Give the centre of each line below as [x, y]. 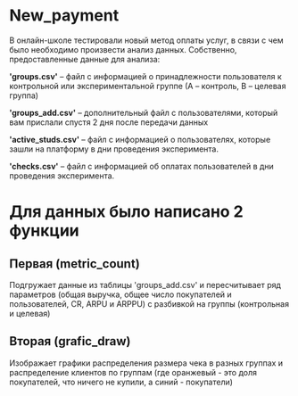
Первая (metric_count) [74, 264]
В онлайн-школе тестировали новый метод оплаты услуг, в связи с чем [146, 40]
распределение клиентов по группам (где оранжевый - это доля [133, 372]
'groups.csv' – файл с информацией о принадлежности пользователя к [146, 76]
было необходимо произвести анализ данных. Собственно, [123, 49]
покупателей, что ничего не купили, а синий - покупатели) [121, 382]
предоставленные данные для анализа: [85, 59]
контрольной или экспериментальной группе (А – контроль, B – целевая [148, 86]
